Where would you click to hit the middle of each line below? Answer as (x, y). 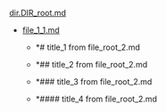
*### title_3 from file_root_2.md (94, 82)
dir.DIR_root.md (38, 13)
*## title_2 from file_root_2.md (91, 64)
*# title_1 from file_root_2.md (88, 47)
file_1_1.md (41, 30)
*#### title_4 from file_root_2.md (96, 99)
